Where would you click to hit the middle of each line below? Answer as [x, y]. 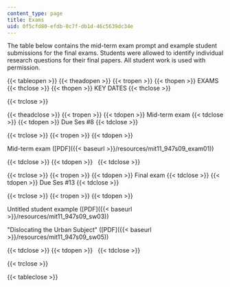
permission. [24, 68]
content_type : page [35, 13]
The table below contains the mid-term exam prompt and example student [112, 46]
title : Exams [26, 20]
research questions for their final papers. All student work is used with [106, 60]
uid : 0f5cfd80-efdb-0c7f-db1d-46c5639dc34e [70, 26]
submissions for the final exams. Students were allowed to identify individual [115, 53]
